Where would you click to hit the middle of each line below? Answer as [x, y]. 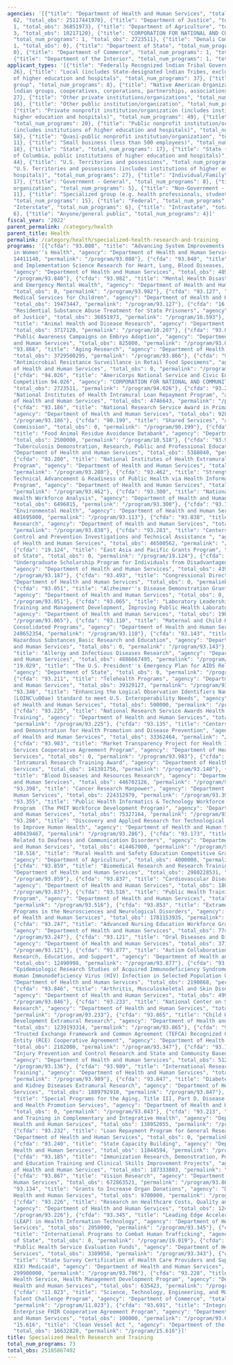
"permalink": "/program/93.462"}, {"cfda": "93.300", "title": [106, 491]
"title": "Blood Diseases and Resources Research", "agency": [105, 776]
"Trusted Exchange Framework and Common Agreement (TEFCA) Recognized [118, 1034]
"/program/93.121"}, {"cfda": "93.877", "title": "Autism [99, 950]
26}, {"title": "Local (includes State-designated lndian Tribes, [111, 72]
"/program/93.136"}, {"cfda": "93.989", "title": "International [110, 1066]
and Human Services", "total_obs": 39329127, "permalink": [101, 685]
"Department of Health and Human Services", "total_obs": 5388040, [113, 453]
